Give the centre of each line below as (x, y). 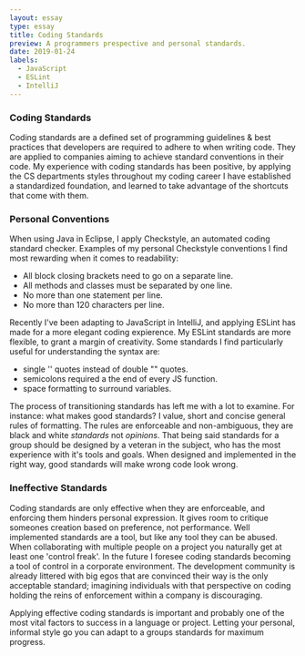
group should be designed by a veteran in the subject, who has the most (145, 445)
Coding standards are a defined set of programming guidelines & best (140, 137)
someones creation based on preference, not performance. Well (130, 527)
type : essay (32, 26)
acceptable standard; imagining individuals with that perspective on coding (150, 585)
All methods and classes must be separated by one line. (127, 286)
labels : (24, 60)
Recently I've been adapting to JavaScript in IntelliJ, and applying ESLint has (152, 323)
